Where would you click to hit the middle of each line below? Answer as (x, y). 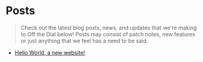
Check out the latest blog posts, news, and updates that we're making (109, 28)
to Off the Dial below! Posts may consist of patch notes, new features (108, 34)
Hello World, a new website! (50, 52)
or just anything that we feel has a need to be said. (84, 41)
